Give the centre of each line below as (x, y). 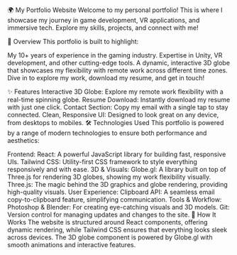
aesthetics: (23, 140)
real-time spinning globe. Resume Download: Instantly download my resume (119, 99)
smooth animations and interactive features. (72, 245)
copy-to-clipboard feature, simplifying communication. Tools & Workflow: (115, 200)
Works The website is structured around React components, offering (108, 222)
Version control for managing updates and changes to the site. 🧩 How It (112, 215)
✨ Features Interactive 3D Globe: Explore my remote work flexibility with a (115, 92)
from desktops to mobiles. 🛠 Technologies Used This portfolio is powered (116, 123)
